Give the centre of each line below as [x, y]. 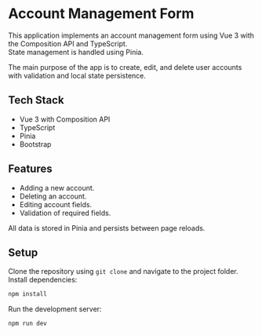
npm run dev [27, 324]
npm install [27, 294]
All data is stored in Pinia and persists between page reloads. [107, 228]
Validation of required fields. [65, 213]
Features [30, 169]
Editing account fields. [56, 204]
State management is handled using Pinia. [76, 52]
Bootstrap [35, 144]
